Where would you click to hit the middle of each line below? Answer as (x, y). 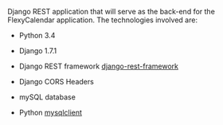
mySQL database (47, 97)
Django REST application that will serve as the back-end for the (111, 12)
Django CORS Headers (57, 82)
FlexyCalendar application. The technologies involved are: (103, 20)
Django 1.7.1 (38, 51)
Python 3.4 (37, 35)
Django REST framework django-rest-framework (98, 66)
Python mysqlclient (51, 112)
